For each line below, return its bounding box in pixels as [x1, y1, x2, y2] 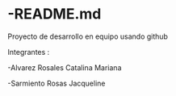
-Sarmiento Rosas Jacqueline [7, 78, 106, 88]
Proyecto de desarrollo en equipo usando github [7, 31, 169, 41]
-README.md [7, 5, 102, 23]
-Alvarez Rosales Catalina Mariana [7, 62, 122, 73]
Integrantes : [7, 47, 50, 56]
